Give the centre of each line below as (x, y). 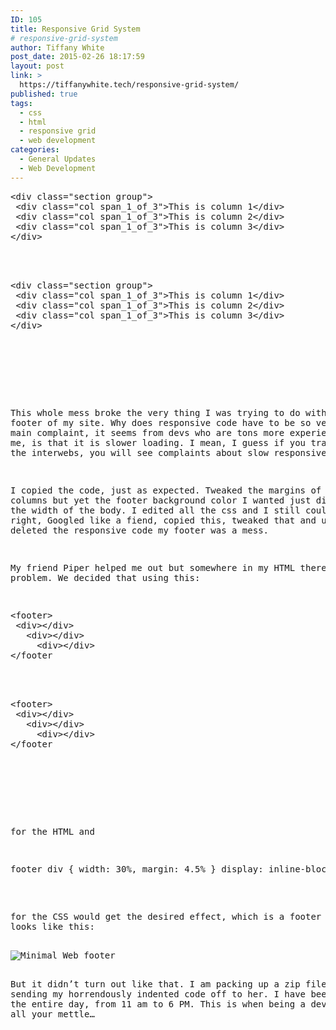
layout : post (37, 66)
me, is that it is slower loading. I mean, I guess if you (158, 442)
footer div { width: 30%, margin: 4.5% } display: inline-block (171, 869)
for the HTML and (52, 831)
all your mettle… (52, 1014)
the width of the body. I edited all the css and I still (155, 510)
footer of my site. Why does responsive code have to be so (161, 422)
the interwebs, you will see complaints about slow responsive (168, 452)
